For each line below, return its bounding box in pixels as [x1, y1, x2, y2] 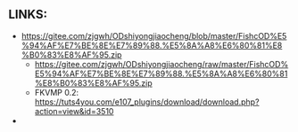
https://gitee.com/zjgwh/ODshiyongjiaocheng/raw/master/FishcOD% [34, 58, 289, 69]
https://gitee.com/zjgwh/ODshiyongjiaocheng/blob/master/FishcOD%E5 [21, 30, 287, 41]
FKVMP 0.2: [34, 87, 79, 97]
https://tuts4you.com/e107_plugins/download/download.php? [34, 97, 260, 107]
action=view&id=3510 [34, 105, 114, 116]
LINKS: [8, 7, 48, 22]
